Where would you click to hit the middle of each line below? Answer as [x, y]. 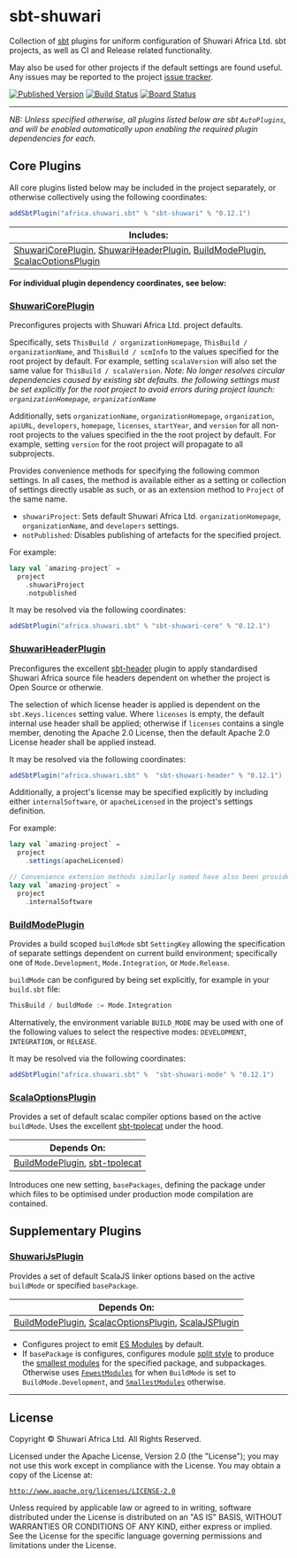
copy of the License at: [51, 1475]
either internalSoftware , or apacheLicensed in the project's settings [131, 802]
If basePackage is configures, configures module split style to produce [148, 1353]
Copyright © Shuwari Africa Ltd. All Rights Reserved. [105, 1439]
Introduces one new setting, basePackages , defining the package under [137, 1184]
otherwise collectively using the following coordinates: [108, 197]
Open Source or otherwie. [56, 687]
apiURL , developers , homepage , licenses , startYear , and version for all [135, 425]
